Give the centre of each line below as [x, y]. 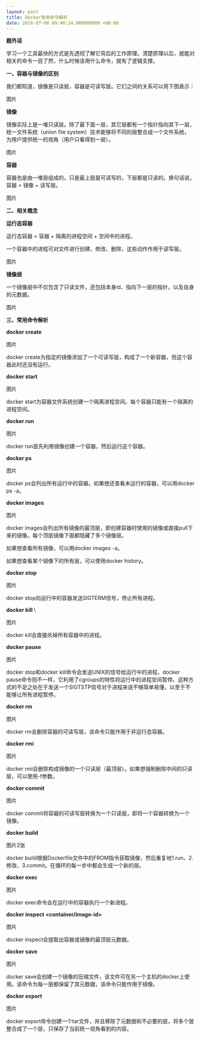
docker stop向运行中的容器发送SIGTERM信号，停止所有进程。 [82, 598]
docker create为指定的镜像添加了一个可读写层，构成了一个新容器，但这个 [97, 357]
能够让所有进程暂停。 [32, 695]
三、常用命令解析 [27, 320]
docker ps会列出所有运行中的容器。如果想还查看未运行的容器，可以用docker [100, 484]
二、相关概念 [22, 211]
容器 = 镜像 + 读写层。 [34, 185]
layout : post [22, 12]
